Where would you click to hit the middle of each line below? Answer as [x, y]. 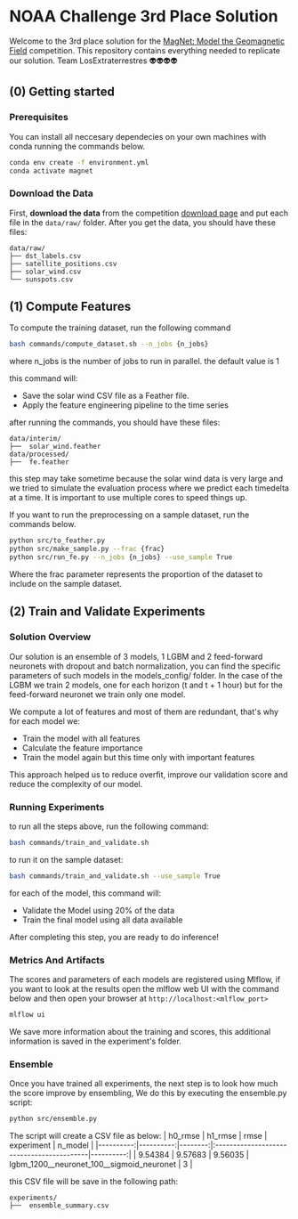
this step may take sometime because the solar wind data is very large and [146, 479]
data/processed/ [39, 455]
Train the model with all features [81, 738]
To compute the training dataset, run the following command [120, 328]
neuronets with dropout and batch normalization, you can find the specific [145, 666]
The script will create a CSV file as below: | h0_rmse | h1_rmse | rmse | [138, 1136]
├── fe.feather [39, 462]
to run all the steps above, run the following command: [109, 826]
